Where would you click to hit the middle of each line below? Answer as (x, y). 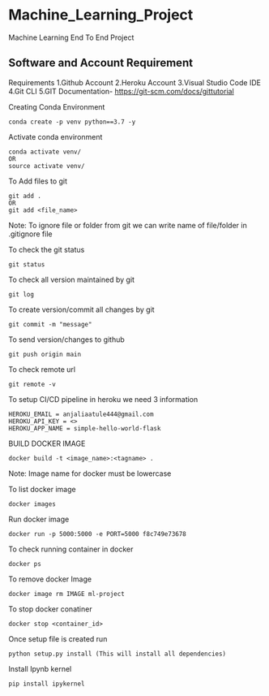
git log (21, 294)
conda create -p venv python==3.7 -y (72, 122)
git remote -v (32, 384)
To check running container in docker (71, 549)
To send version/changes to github (67, 339)
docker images (32, 504)
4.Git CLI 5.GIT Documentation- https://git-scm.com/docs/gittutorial (122, 91)
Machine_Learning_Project (101, 15)
